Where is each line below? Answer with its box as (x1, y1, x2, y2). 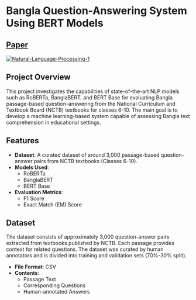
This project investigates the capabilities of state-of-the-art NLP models (6, 88, 180, 95)
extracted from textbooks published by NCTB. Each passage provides (6, 240, 174, 247)
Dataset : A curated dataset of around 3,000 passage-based (14, 151, 160, 158)
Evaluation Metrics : (14, 188, 63, 195)
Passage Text (23, 276, 57, 283)
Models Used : (14, 164, 49, 171)
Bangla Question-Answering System (6, 4, 187, 18)
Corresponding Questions (23, 282, 86, 289)
